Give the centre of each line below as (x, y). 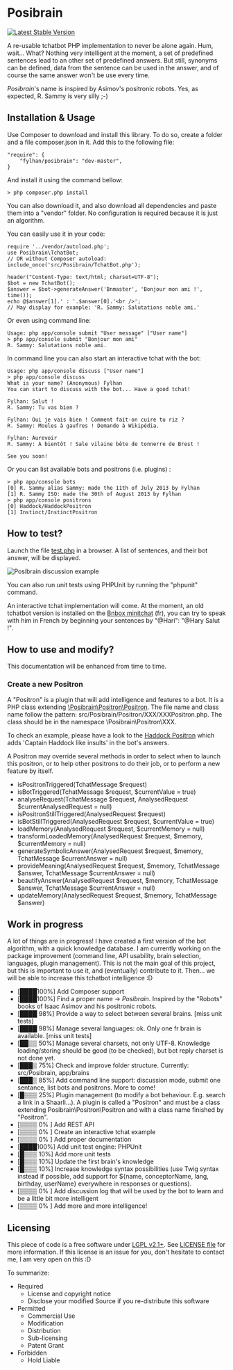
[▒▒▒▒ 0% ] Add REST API (56, 1124)
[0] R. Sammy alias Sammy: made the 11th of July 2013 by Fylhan (103, 488)
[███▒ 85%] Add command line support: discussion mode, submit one (119, 1081)
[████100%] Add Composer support (71, 991)
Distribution (44, 1331)
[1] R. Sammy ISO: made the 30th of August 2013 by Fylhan (94, 494)
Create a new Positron (45, 685)
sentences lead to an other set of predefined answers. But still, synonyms (112, 60)
